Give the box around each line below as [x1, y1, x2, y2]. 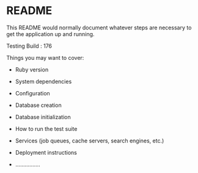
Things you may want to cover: [6, 54, 84, 61]
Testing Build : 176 [6, 42, 53, 50]
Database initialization [15, 113, 71, 120]
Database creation [15, 101, 62, 109]
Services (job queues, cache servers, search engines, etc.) [15, 137, 164, 144]
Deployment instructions [15, 149, 78, 156]
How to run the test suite [15, 125, 78, 132]
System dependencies [15, 78, 72, 85]
